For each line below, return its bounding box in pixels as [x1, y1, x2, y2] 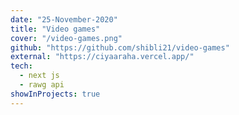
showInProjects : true [10, 89, 101, 99]
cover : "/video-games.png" [10, 33, 123, 43]
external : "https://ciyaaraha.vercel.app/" [10, 52, 195, 62]
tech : [10, 61, 33, 71]
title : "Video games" [10, 24, 101, 34]
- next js [19, 71, 60, 81]
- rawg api [19, 80, 65, 90]
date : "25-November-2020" [10, 14, 118, 25]
